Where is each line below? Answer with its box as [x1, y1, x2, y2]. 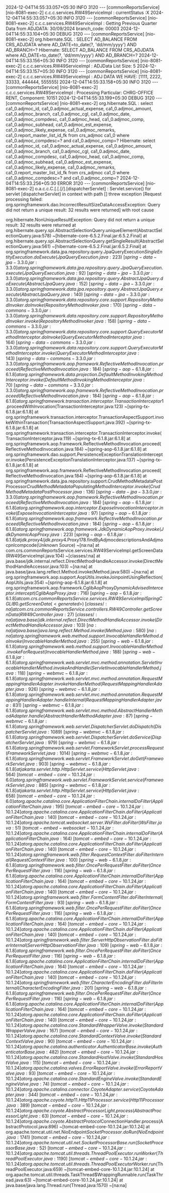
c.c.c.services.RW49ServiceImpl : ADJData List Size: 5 [23, 63, 136, 69]
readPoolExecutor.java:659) [6, 1166, 63, 1172]
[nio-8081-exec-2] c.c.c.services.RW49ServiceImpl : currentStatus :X [6, 10, 149, 16]
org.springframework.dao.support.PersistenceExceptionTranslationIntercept [6, 451, 163, 457]
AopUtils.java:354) [6, 579, 44, 585]
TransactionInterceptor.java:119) [6, 435, 72, 441]
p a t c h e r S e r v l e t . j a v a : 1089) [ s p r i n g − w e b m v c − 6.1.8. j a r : [6, 729, 124, 735]
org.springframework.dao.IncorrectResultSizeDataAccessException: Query [6, 202, 161, 207]
